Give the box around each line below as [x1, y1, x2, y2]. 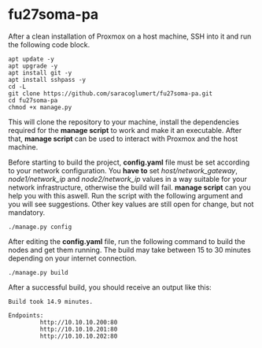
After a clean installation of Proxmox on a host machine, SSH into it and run [8, 31, 252, 41]
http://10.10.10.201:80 [39, 325, 118, 333]
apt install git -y [8, 68, 72, 76]
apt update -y [8, 55, 55, 63]
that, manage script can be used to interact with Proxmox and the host [8, 134, 238, 143]
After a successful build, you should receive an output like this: [8, 282, 212, 292]
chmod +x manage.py [8, 103, 72, 111]
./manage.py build [8, 268, 68, 276]
